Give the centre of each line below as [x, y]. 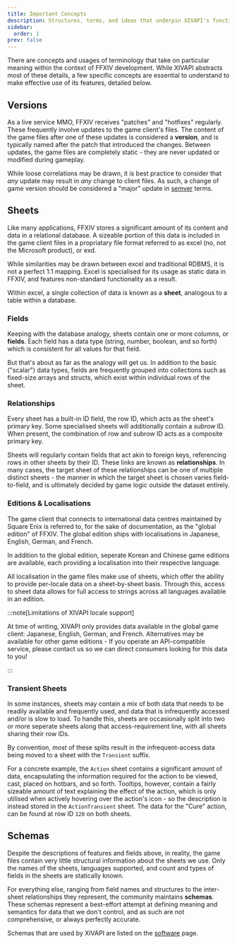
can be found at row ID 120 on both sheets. [69, 813]
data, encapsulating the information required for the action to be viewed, [113, 776]
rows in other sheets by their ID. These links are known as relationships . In [116, 462]
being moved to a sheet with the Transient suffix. [79, 754]
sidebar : [20, 27]
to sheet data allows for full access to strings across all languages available [117, 591]
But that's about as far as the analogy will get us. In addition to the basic [112, 363]
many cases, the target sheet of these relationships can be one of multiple [115, 470]
